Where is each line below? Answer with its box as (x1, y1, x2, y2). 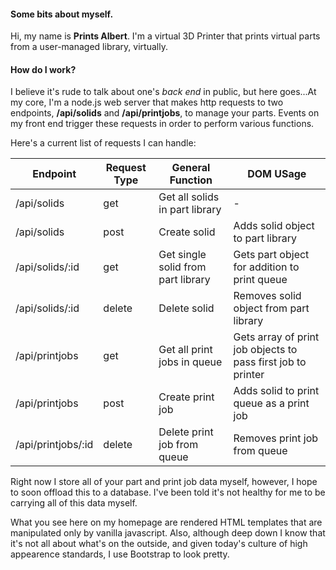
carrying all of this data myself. (10, 497, 138, 509)
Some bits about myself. (10, 8, 114, 20)
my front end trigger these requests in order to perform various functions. (10, 118, 315, 130)
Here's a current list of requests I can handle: (10, 137, 197, 149)
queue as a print (233, 396, 310, 410)
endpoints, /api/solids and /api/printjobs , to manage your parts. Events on (10, 107, 320, 119)
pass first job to (233, 355, 307, 369)
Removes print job (233, 431, 319, 445)
